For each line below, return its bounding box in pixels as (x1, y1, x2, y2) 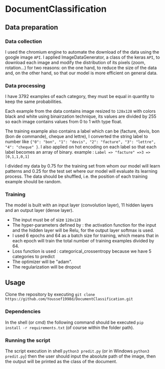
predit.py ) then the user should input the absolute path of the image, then (5, 353, 156, 359)
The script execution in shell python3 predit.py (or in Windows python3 (5, 348, 149, 354)
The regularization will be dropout (12, 264, 81, 270)
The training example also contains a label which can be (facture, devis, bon (5, 128, 160, 134)
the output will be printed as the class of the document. (5, 358, 117, 364)
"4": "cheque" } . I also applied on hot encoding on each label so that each (5, 144, 157, 150)
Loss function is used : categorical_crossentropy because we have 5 (12, 248, 152, 254)
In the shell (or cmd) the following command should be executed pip (5, 319, 144, 325)
